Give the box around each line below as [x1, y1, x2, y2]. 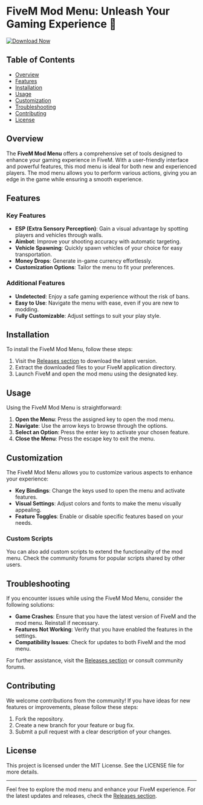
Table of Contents [6, 55, 76, 65]
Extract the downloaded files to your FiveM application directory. [14, 364, 176, 371]
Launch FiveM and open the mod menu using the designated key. [14, 370, 178, 377]
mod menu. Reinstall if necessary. [14, 619, 100, 627]
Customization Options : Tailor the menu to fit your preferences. [14, 264, 175, 271]
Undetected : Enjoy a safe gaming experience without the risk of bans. [14, 292, 190, 300]
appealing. [14, 506, 42, 513]
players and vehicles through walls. [14, 232, 103, 239]
